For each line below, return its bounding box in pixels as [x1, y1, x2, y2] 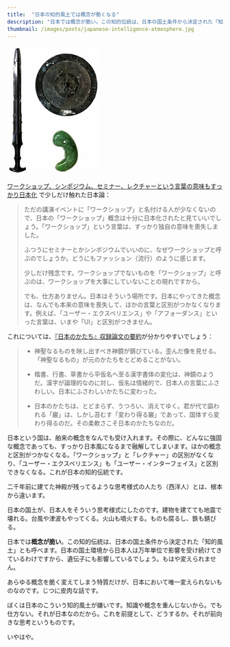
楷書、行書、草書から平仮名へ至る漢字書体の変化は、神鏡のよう [34, 370, 214, 378]
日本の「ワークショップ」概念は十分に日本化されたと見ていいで [36, 214, 216, 223]
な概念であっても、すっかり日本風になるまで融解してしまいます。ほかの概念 [7, 442, 221, 451]
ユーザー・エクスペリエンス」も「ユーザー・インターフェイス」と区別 [21, 459, 218, 468]
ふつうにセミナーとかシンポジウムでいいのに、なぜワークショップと [23, 246, 216, 254]
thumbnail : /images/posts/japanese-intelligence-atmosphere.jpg [7, 25, 194, 32]
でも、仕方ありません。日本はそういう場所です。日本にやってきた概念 [23, 292, 221, 300]
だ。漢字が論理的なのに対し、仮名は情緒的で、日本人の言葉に [34, 378, 208, 387]
